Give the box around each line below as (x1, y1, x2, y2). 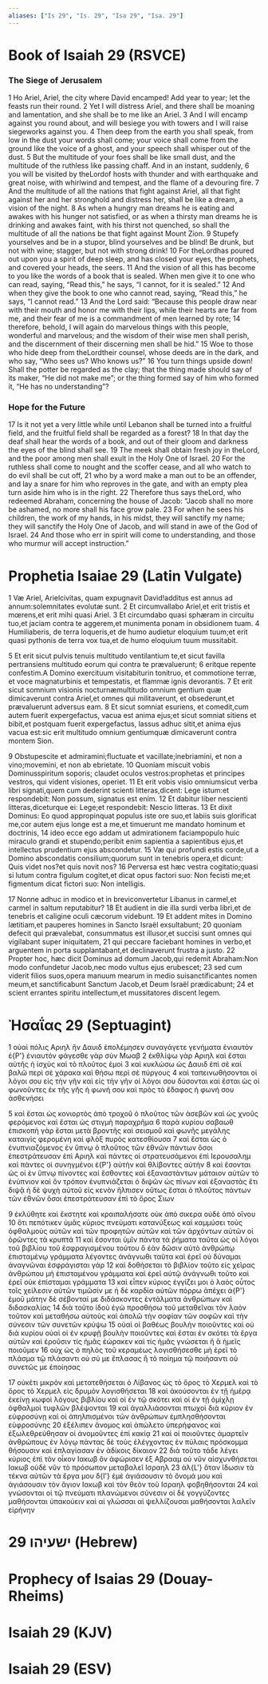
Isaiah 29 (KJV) (8, 1623, 113, 1642)
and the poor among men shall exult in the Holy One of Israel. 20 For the (8, 453, 246, 464)
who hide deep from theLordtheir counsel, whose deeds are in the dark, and (8, 348, 259, 357)
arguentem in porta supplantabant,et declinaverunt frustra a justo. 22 (8, 945, 235, 956)
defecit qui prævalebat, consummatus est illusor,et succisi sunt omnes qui (8, 928, 252, 938)
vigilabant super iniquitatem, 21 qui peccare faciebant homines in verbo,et (8, 937, 251, 947)
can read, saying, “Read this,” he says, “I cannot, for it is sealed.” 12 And (8, 280, 246, 289)
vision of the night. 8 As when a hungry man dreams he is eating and (8, 203, 235, 213)
